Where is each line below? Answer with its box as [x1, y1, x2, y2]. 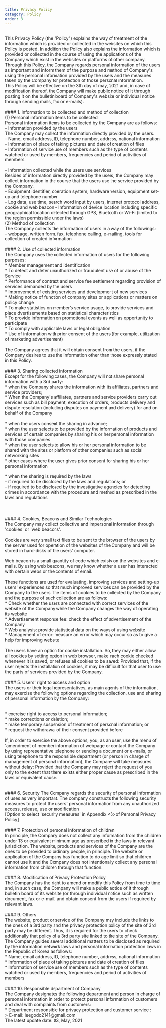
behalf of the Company [5, 410, 53, 416]
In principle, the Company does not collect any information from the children [5, 833, 161, 839]
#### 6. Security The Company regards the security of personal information [5, 791, 161, 796]
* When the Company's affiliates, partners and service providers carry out [5, 395, 157, 400]
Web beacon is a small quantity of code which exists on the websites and [5, 558, 155, 564]
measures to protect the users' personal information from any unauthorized [5, 801, 159, 807]
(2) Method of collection [5, 220, 55, 226]
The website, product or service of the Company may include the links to [5, 917, 154, 923]
